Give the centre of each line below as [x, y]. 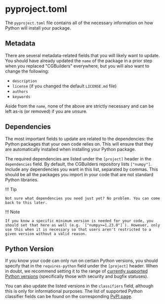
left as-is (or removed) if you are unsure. [46, 111]
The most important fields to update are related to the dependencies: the [79, 139]
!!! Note [13, 212]
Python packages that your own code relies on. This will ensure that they [79, 144]
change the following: [27, 71]
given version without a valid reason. [46, 234]
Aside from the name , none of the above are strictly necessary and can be [80, 106]
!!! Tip [11, 189]
